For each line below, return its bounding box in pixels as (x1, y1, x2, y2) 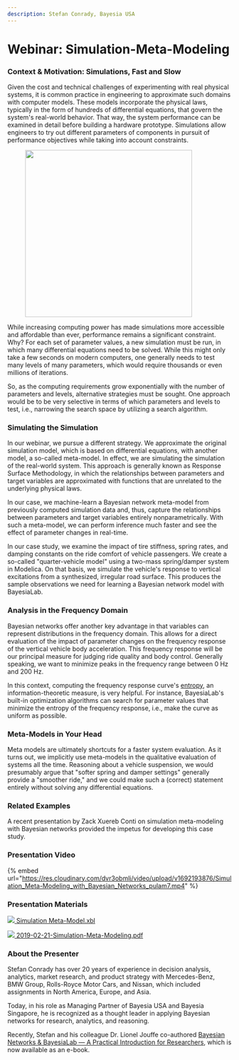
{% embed (7, 866, 39, 875)
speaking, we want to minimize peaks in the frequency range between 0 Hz (7, 659, 229, 668)
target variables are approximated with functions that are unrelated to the (7, 477, 222, 485)
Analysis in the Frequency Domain (7, 605, 128, 615)
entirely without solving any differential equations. (7, 783, 154, 791)
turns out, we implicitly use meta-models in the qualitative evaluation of (7, 753, 217, 761)
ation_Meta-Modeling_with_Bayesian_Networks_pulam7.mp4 (7, 881, 185, 890)
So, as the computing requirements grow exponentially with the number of (7, 382, 225, 391)
